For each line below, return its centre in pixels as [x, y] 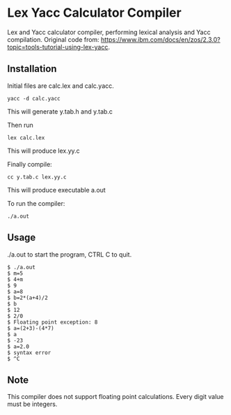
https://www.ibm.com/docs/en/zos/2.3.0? [160, 39]
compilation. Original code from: [53, 39]
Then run [20, 125]
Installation [32, 69]
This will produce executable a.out [56, 190]
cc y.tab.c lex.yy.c [37, 177]
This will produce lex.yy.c [43, 151]
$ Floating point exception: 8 [53, 322]
